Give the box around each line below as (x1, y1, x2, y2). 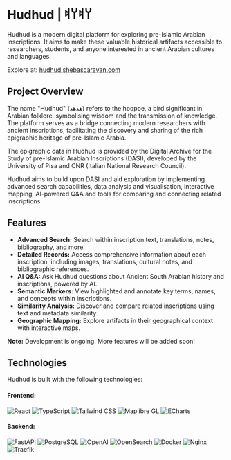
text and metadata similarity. (17, 309, 98, 317)
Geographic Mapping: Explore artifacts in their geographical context (17, 316, 213, 324)
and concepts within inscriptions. (17, 294, 112, 302)
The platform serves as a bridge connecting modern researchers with (7, 118, 205, 127)
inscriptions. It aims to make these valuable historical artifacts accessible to (7, 37, 223, 46)
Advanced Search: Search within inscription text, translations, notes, (17, 235, 214, 243)
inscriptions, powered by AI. (17, 279, 98, 288)
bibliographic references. (17, 265, 89, 273)
